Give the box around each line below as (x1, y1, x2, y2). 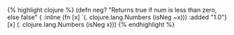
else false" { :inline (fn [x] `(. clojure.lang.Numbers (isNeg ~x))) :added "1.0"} (7, 13, 227, 21)
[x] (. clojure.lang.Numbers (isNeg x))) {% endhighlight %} (7, 21, 175, 28)
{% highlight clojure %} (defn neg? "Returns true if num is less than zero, (7, 6, 217, 14)
